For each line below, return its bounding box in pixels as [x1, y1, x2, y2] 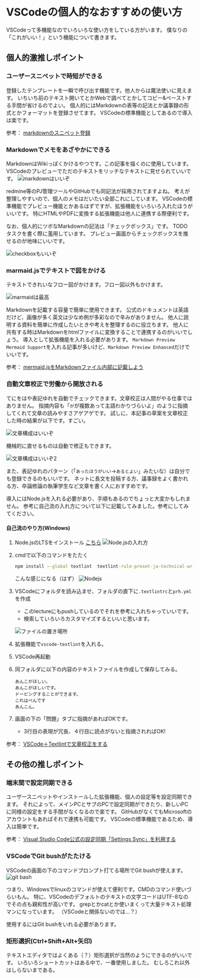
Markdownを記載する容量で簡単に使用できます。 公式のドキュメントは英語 [6, 306, 189, 313]
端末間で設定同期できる [6, 779, 73, 787]
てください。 [6, 510, 37, 517]
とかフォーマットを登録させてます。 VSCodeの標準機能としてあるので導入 [11, 109, 192, 116]
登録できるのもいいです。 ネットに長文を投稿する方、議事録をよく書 [11, 475, 178, 482]
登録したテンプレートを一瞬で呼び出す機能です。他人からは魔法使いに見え [6, 87, 188, 94]
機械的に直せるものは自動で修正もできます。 [6, 442, 115, 449]
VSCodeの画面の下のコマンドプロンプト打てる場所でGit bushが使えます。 [6, 867, 187, 874]
